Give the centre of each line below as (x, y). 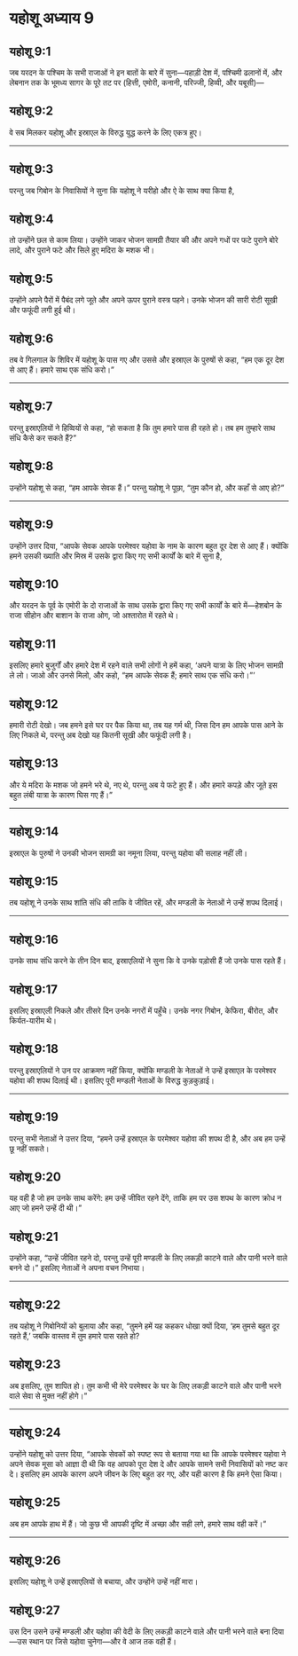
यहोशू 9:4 (32, 220)
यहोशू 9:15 (34, 881)
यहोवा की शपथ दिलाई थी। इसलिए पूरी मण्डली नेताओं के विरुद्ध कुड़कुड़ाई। (112, 1080)
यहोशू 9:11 (32, 644)
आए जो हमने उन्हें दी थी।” (46, 1208)
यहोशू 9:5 (31, 279)
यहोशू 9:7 (31, 407)
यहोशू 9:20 (35, 1177)
